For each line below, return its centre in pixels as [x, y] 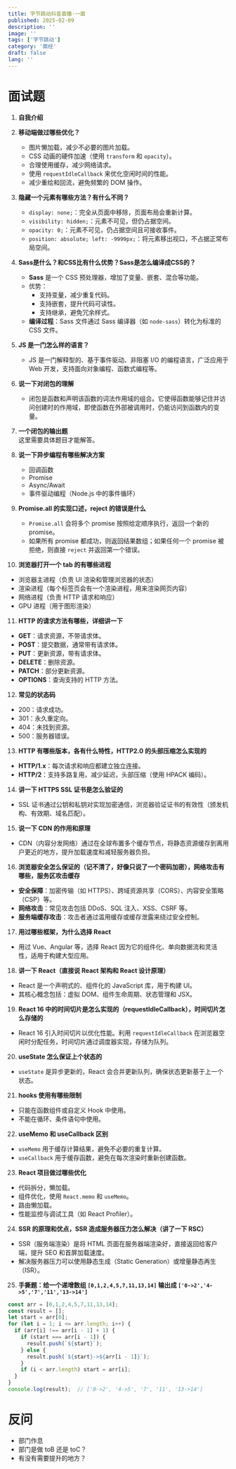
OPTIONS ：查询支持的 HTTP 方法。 [70, 680]
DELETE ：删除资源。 [48, 662]
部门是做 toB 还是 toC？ [52, 1449]
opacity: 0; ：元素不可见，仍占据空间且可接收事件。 [105, 230]
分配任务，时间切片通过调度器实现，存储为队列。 [101, 1042]
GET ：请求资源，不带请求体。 [61, 635]
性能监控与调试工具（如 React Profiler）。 [77, 1214]
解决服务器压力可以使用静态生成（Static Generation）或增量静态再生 [117, 1261]
